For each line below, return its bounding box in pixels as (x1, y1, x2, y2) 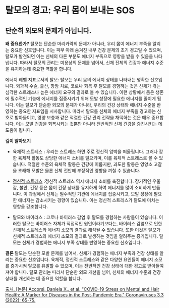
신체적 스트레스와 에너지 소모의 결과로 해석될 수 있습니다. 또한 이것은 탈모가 (12, 227, 161, 233)
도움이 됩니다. (5, 127, 33, 133)
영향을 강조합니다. (12, 203, 48, 210)
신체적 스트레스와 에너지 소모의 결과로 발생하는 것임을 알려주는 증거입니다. (12, 233, 158, 239)
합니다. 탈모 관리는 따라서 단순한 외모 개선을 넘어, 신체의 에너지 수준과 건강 (14, 269, 161, 275)
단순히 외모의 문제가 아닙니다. (5, 26, 92, 35)
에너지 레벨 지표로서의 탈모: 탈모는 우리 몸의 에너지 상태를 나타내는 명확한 (5, 77, 149, 82)
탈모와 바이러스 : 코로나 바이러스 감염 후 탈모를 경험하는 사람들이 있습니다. (12, 214, 158, 220)
